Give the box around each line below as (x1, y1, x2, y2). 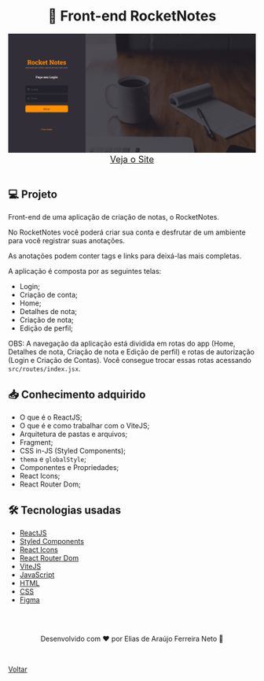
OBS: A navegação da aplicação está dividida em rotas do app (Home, (8, 339, 236, 349)
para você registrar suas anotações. (8, 236, 126, 246)
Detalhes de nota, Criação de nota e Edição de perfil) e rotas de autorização (8, 347, 255, 357)
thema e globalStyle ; (19, 454, 86, 464)
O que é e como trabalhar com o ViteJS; (19, 421, 150, 431)
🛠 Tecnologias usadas (8, 503, 122, 516)
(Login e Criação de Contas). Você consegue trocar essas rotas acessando (8, 356, 251, 365)
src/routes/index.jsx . (8, 364, 81, 373)
